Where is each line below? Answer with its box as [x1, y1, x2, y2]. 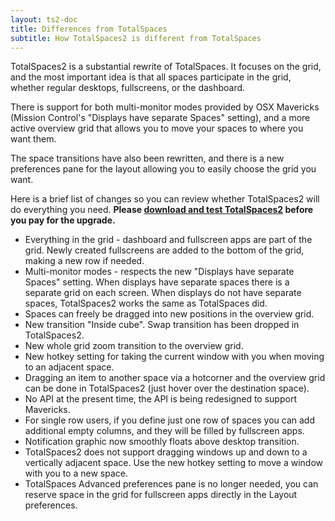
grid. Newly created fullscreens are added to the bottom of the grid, [24, 244, 305, 256]
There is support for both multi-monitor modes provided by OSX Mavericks [10, 101, 320, 113]
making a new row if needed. [24, 255, 145, 267]
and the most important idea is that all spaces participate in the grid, [10, 71, 292, 83]
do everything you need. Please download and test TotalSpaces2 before [10, 204, 314, 216]
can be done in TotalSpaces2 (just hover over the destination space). [24, 382, 310, 395]
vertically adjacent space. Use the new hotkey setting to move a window [24, 457, 323, 469]
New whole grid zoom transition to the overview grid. [24, 340, 244, 352]
